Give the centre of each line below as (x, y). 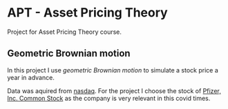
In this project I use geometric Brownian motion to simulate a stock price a (113, 70)
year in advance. (31, 77)
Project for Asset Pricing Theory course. (65, 32)
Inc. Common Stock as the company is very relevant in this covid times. (109, 98)
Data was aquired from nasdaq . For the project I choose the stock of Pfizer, (114, 90)
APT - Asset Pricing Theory (87, 13)
